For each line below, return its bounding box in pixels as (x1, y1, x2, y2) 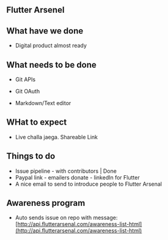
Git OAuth (15, 88, 40, 95)
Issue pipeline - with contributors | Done (15, 167, 117, 175)
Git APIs (15, 76, 35, 83)
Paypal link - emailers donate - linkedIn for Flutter (15, 173, 140, 181)
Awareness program (6, 198, 86, 208)
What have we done (6, 26, 84, 36)
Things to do (6, 151, 56, 161)
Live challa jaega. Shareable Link (15, 133, 98, 140)
